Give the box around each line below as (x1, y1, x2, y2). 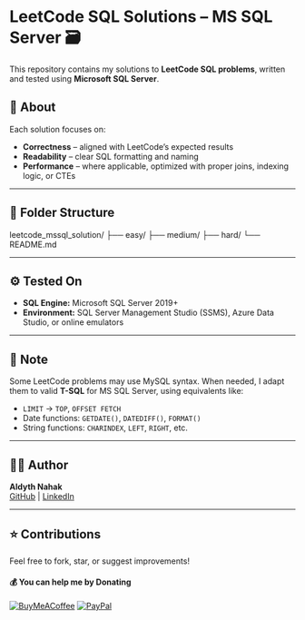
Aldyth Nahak (9, 481, 63, 492)
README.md (9, 239, 57, 250)
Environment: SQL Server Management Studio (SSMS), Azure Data (22, 307, 275, 319)
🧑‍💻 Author (9, 457, 69, 473)
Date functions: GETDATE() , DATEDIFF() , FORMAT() (22, 413, 202, 424)
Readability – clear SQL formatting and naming (22, 151, 200, 162)
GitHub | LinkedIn (9, 491, 74, 501)
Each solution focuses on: (9, 123, 106, 134)
